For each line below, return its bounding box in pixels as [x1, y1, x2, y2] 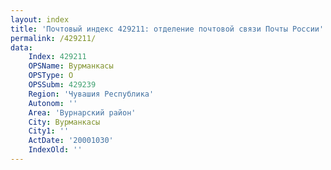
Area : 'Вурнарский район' [28, 107, 137, 118]
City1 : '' [28, 126, 70, 136]
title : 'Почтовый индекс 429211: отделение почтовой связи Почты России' [10, 24, 325, 34]
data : [10, 42, 33, 53]
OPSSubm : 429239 [28, 80, 97, 90]
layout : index [10, 14, 70, 25]
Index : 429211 [28, 52, 87, 62]
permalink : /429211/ [10, 33, 97, 43]
